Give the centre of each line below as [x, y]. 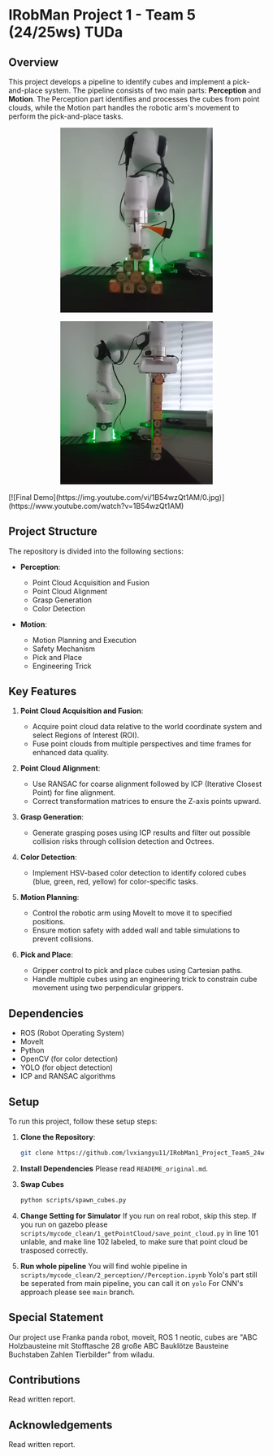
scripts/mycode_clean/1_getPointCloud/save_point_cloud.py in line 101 [139, 1232]
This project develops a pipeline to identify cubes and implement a [120, 82]
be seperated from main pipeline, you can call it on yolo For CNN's [132, 1283]
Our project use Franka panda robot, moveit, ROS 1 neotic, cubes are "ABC [133, 1337]
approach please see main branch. [78, 1292]
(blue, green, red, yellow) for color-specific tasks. [115, 882]
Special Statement [56, 1317]
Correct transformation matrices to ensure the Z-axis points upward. [147, 802]
